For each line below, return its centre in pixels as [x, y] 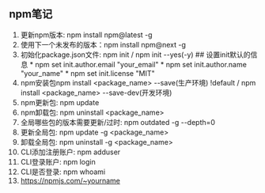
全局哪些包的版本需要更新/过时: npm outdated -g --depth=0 [118, 122]
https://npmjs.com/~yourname [70, 180]
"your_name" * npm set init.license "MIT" [87, 73]
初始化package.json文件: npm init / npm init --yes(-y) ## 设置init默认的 [136, 55]
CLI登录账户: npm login [58, 161]
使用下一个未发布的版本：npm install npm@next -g [103, 44]
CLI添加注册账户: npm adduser [70, 152]
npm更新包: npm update [60, 102]
